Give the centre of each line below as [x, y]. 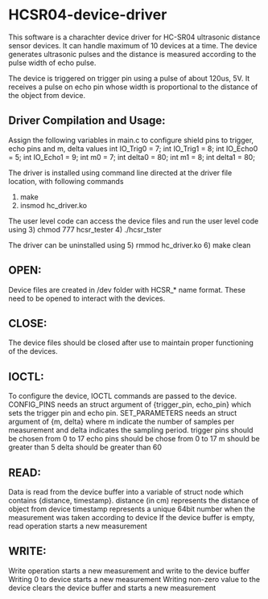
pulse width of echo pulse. [52, 63]
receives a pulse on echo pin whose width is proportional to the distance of [133, 87]
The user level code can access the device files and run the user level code [134, 221]
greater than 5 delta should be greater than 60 [85, 447]
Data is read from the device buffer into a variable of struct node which [126, 492]
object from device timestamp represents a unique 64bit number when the [132, 509]
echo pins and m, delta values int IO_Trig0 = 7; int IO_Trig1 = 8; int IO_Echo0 [133, 148]
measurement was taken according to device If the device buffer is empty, [132, 517]
